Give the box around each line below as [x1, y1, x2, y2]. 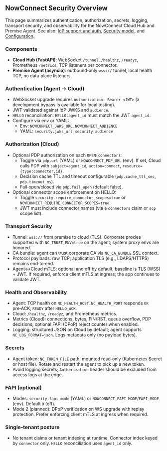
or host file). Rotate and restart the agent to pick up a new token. [12, 361, 146, 367]
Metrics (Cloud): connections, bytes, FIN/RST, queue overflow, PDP [12, 316, 151, 322]
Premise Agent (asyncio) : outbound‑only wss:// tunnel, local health [12, 67, 153, 74]
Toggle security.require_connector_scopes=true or [19, 194, 126, 200]
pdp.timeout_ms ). [19, 178, 54, 184]
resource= [122, 163, 143, 168]
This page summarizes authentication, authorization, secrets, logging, [5, 17, 149, 23]
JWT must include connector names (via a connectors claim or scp [19, 205, 156, 211]
